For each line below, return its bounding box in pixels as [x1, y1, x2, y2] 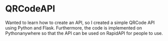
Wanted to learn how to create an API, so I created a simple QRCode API [5, 19, 155, 25]
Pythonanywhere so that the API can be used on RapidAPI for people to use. [5, 30, 163, 36]
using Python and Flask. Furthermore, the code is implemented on [5, 24, 142, 30]
